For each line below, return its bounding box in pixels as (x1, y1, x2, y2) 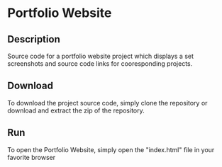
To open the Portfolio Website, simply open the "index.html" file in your (7, 145, 215, 154)
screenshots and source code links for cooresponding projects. (7, 59, 193, 68)
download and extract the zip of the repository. (7, 106, 145, 115)
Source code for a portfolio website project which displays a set (7, 52, 194, 60)
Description (7, 33, 60, 45)
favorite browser (7, 153, 55, 161)
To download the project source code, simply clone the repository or (7, 98, 208, 107)
